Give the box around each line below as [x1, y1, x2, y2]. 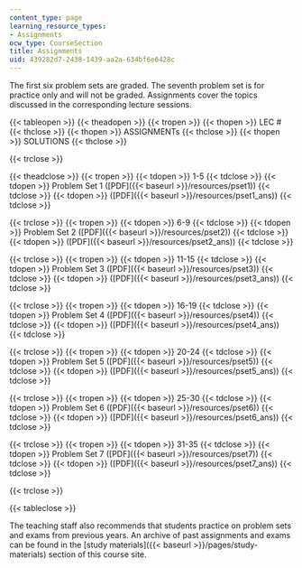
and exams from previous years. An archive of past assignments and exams [9, 530, 291, 540]
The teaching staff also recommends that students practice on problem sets [9, 520, 291, 531]
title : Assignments [9, 47, 83, 56]
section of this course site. [48, 549, 147, 560]
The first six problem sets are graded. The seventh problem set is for [9, 80, 265, 90]
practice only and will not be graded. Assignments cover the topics [9, 89, 259, 100]
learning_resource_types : [9, 22, 106, 31]
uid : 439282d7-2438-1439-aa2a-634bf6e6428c [9, 55, 176, 64]
